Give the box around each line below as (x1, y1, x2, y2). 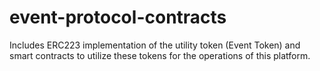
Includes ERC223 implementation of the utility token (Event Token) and (9, 39, 301, 51)
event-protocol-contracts (9, 6, 227, 29)
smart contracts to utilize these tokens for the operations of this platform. (9, 49, 311, 61)
